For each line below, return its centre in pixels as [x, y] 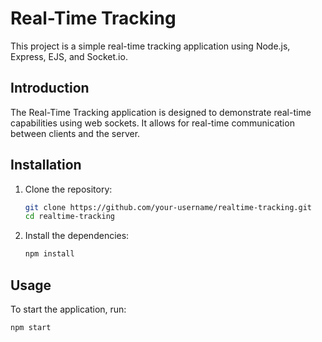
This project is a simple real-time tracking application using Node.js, [150, 46]
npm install [49, 254]
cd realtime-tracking [69, 217]
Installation [46, 165]
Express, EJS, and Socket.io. [69, 56]
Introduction [50, 88]
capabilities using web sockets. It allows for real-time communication [152, 123]
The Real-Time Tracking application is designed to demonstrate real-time [161, 112]
